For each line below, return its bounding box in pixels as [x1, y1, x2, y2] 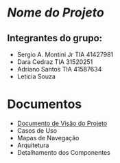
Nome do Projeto [7, 5, 105, 21]
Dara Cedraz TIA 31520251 [16, 58, 93, 66]
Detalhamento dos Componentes [16, 148, 111, 156]
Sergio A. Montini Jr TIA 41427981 [16, 50, 114, 58]
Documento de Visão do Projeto [16, 119, 108, 127]
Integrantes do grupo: [7, 32, 103, 44]
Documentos [7, 96, 82, 112]
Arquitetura [16, 141, 49, 149]
